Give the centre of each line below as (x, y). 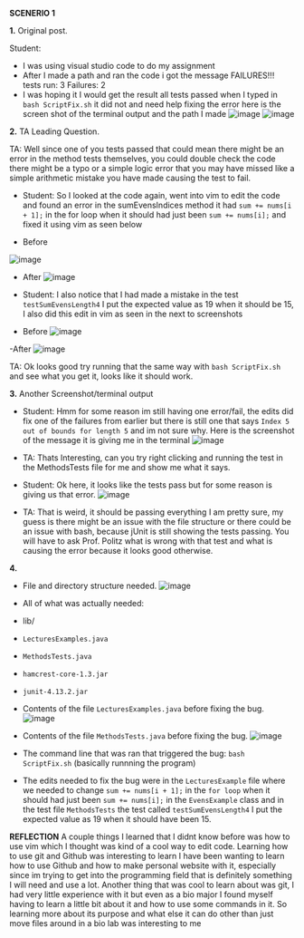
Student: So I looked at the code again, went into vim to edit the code (151, 195)
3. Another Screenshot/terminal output (81, 394)
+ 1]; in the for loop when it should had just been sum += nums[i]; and (154, 215)
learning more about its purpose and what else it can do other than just (142, 914)
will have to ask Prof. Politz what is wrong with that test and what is (147, 541)
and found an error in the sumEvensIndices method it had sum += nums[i (157, 205)
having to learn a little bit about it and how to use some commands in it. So (148, 904)
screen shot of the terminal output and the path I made (124, 114)
